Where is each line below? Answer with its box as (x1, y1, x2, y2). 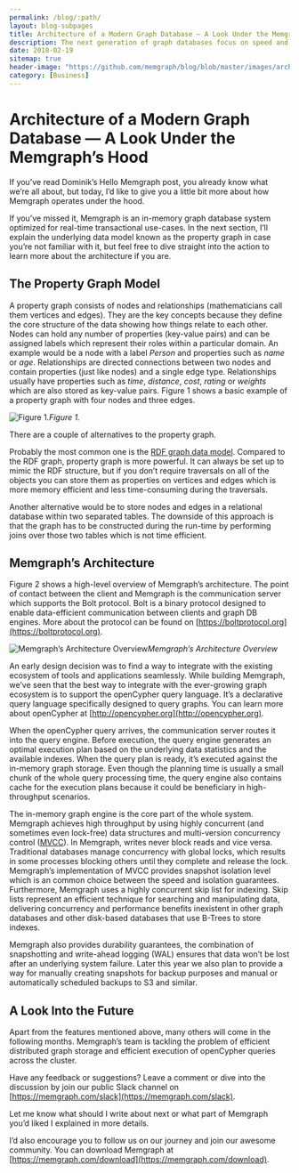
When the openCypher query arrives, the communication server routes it (9, 725, 276, 736)
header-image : (9, 63, 62, 72)
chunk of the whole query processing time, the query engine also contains (9, 773, 282, 783)
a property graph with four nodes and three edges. (9, 394, 196, 405)
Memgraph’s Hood (9, 147, 149, 167)
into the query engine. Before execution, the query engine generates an (9, 735, 271, 746)
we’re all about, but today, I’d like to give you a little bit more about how (9, 186, 270, 197)
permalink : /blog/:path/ (9, 12, 101, 22)
